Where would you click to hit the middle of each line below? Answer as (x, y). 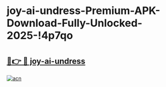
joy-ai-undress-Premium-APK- (84, 11)
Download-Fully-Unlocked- (74, 23)
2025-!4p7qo (40, 36)
